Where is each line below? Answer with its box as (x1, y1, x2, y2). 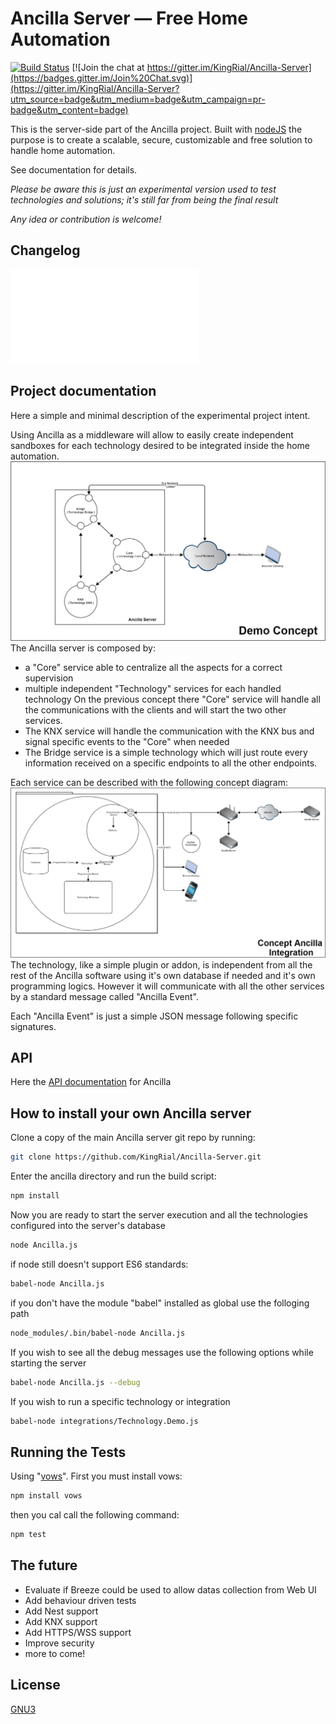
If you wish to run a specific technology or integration (10, 1395, 231, 1407)
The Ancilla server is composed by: (10, 642, 156, 654)
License (10, 1677, 61, 1694)
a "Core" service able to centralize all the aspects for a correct (24, 661, 283, 673)
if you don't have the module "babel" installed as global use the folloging (10, 1297, 310, 1309)
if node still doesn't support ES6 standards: (10, 1258, 189, 1270)
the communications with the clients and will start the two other (24, 703, 287, 716)
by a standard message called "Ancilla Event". (10, 990, 199, 1002)
